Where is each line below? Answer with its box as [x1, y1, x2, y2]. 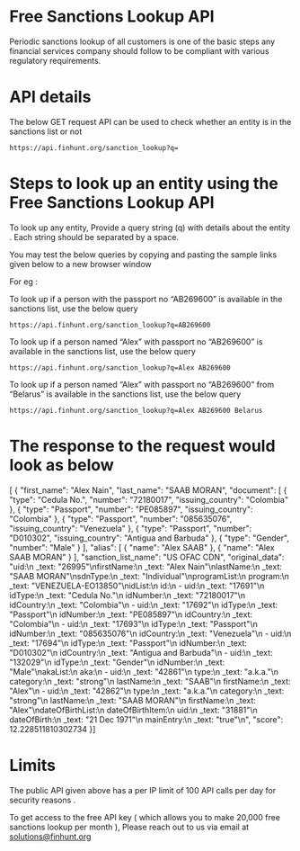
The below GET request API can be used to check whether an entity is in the [9, 116, 292, 127]
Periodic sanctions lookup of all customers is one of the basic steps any [9, 36, 276, 47]
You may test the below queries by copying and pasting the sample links [9, 249, 278, 260]
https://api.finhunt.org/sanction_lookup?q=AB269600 [9, 320, 211, 329]
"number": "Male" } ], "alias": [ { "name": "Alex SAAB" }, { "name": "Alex [9, 542, 276, 552]
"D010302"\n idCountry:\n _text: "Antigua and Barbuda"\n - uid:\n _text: [9, 647, 273, 658]
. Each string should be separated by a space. [9, 231, 180, 242]
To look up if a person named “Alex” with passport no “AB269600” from [9, 379, 275, 390]
